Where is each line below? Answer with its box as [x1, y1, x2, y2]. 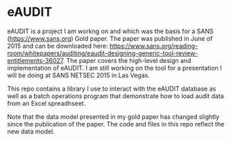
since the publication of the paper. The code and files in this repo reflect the [7, 120, 225, 128]
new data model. [7, 127, 55, 135]
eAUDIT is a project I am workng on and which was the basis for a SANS [7, 27, 214, 35]
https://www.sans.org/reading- [109, 41, 198, 50]
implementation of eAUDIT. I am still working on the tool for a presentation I [7, 64, 222, 72]
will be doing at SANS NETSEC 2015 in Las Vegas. [7, 70, 151, 79]
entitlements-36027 [7, 56, 64, 64]
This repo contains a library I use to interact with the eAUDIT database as [7, 84, 216, 93]
